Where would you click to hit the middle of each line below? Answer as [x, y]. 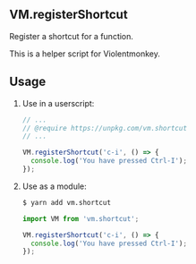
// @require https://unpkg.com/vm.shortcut [105, 128]
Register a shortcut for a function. [72, 36]
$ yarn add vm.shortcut [67, 202]
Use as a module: [54, 186]
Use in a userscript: [58, 103]
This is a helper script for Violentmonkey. [85, 54]
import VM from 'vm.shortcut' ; [81, 218]
